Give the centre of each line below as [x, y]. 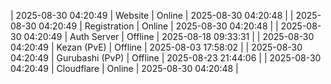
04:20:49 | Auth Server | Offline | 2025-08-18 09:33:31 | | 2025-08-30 [169, 36]
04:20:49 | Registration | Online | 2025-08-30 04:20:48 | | [158, 26]
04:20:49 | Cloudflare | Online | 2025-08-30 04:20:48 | [124, 68]
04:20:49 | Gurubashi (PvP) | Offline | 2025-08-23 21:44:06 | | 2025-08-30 [166, 58]
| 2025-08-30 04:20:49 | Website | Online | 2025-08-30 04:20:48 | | [152, 15]
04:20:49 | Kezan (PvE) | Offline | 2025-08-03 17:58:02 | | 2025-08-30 [156, 47]
